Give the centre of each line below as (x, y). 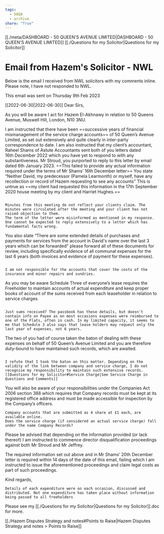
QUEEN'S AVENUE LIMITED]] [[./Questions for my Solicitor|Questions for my (82, 43)
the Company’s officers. (29, 404)
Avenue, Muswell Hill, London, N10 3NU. (46, 120)
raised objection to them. (33, 214)
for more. (14, 511)
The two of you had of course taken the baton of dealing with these (73, 338)
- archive (19, 19)
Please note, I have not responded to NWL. (48, 86)
